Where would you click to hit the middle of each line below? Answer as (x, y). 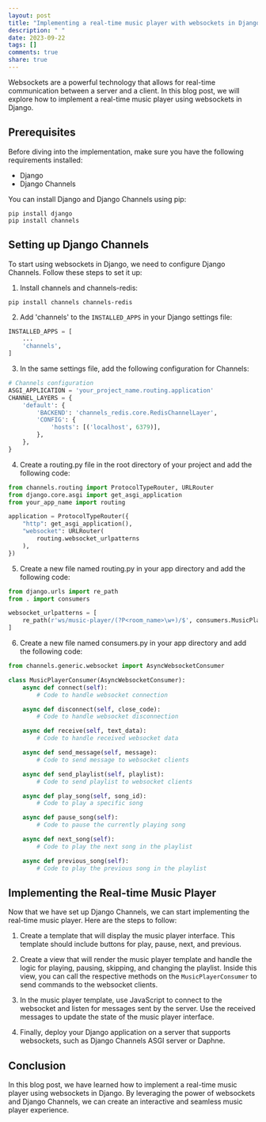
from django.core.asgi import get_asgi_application (95, 495)
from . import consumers (49, 599)
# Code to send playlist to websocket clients (115, 781)
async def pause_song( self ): (70, 818)
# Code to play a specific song (90, 803)
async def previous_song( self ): (76, 861)
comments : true (33, 52)
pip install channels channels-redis (70, 302)
